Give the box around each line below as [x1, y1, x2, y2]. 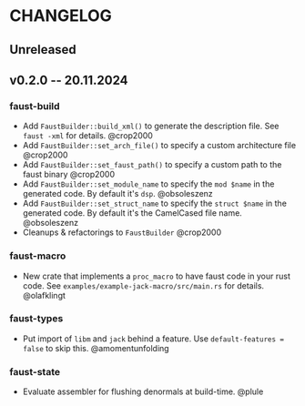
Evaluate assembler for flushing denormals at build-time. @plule [22, 386, 264, 397]
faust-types [9, 312, 64, 325]
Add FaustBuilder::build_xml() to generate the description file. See [22, 120, 280, 132]
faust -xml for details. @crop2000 [22, 130, 153, 141]
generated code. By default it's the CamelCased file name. [22, 208, 243, 218]
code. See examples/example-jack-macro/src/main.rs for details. [22, 279, 265, 291]
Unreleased [9, 42, 77, 57]
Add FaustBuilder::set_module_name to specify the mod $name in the [22, 178, 275, 189]
